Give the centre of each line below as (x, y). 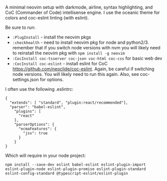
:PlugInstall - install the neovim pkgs (52, 37)
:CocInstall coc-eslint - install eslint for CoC (60, 64)
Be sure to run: (20, 27)
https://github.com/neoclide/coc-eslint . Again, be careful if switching (83, 69)
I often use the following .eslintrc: (39, 89)
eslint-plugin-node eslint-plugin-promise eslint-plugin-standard (76, 169)
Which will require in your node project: (46, 156)
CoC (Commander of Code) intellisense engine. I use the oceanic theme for (83, 12)
